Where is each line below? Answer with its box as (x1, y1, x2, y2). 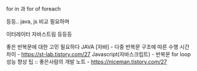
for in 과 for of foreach (6, 5, 61, 12)
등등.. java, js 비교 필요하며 (6, 18, 70, 25)
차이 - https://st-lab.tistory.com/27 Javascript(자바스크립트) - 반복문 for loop (6, 51, 191, 58)
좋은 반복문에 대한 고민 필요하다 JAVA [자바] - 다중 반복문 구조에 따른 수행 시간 (6, 44, 190, 50)
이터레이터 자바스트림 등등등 (6, 30, 72, 38)
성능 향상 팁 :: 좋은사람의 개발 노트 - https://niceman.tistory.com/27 (6, 58, 168, 65)
